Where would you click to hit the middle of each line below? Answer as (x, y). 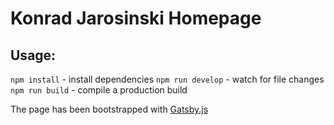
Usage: (33, 55)
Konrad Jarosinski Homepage (136, 18)
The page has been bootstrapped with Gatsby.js (109, 109)
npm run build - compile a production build (99, 90)
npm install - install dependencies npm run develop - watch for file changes (167, 79)
